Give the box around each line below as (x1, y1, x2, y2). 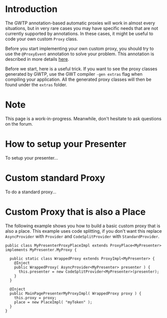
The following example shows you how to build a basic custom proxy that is (5, 223, 161, 229)
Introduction (5, 3, 58, 15)
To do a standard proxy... (5, 188, 56, 195)
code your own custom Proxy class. (5, 36, 78, 42)
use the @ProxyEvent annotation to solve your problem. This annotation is (5, 51, 155, 57)
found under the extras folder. (5, 81, 67, 88)
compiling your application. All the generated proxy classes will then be (5, 76, 152, 82)
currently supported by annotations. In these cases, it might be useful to (5, 30, 154, 36)
